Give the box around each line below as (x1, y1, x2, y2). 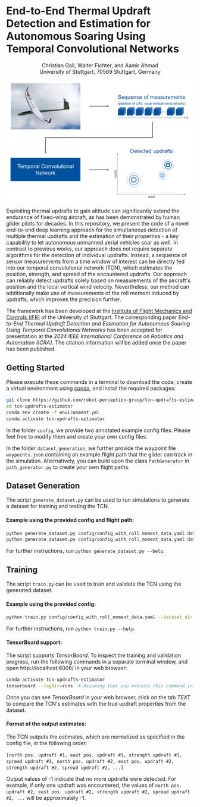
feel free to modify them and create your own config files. (6, 433, 148, 440)
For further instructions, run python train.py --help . (6, 625, 136, 632)
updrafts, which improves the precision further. (6, 296, 121, 303)
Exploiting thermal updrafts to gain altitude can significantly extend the (6, 207, 180, 215)
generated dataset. (6, 587, 53, 594)
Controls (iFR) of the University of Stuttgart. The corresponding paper (6, 314, 177, 321)
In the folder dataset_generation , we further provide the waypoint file (6, 445, 176, 452)
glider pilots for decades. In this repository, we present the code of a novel (6, 220, 189, 227)
